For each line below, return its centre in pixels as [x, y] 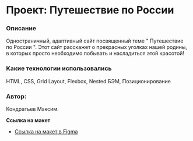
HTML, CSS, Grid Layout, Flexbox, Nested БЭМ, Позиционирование [88, 81]
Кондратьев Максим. [33, 109]
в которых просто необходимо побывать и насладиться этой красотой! [95, 54]
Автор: [16, 96]
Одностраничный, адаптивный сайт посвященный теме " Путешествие [95, 41]
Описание [21, 29]
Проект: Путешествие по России [90, 10]
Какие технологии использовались [59, 69]
